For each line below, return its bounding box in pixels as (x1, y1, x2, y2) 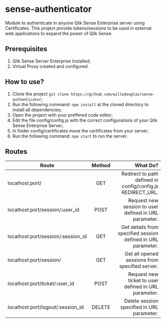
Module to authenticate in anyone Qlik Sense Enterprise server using (5, 20, 145, 26)
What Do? (134, 162, 159, 169)
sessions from (125, 257, 159, 263)
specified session (118, 230, 159, 237)
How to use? (5, 78, 44, 86)
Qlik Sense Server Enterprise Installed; (12, 58, 91, 64)
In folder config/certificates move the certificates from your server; (12, 128, 149, 133)
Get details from (121, 224, 159, 231)
